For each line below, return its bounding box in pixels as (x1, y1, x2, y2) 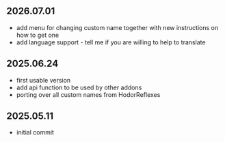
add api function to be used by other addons (16, 83, 142, 91)
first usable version (16, 76, 71, 84)
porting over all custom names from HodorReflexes (16, 90, 161, 98)
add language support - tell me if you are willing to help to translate (16, 38, 206, 46)
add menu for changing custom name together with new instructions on (16, 23, 219, 31)
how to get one (16, 31, 59, 39)
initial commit (16, 128, 54, 137)
